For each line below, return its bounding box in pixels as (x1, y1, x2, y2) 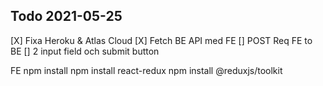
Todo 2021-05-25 (10, 8, 123, 25)
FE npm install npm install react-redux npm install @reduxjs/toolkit (10, 64, 283, 76)
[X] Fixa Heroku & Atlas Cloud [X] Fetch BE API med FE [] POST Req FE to (10, 34, 313, 46)
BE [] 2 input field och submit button (10, 45, 160, 57)
